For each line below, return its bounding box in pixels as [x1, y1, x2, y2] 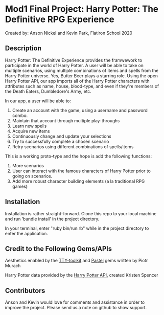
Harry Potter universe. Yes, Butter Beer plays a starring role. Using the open [5, 72, 158, 79]
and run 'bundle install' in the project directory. [5, 216, 99, 222]
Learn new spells [12, 123, 47, 129]
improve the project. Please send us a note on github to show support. [5, 305, 147, 311]
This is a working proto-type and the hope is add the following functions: [5, 153, 152, 159]
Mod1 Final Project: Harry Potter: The [5, 3, 159, 15]
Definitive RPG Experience [5, 14, 115, 25]
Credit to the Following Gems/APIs [5, 245, 112, 253]
